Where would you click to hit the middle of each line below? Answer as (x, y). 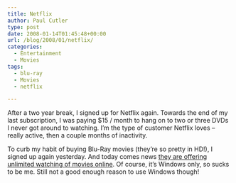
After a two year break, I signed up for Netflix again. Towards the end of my (118, 113)
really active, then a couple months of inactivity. (77, 135)
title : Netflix (30, 14)
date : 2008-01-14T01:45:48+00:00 (57, 34)
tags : (15, 67)
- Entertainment (38, 54)
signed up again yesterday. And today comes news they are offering (107, 157)
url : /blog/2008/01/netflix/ (50, 40)
